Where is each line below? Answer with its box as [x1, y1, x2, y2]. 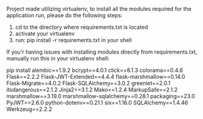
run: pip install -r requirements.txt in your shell [15, 37, 132, 43]
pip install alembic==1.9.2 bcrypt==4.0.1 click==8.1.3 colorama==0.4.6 [6, 67, 183, 74]
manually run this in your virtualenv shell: [6, 55, 110, 62]
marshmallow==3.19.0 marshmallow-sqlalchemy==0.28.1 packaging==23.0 [6, 93, 196, 99]
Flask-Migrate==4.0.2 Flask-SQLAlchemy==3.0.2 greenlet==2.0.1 [6, 79, 171, 87]
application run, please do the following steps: [6, 12, 123, 19]
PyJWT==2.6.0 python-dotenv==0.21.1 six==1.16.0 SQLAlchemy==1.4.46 [6, 99, 188, 106]
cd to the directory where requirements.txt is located [15, 24, 149, 31]
